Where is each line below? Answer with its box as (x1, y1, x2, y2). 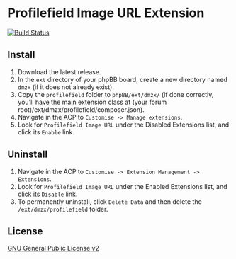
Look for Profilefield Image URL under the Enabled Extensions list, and (17, 182, 227, 190)
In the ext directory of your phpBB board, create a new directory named (17, 75, 228, 84)
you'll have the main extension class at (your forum (17, 98, 167, 106)
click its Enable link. (17, 127, 75, 136)
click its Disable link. (17, 190, 78, 198)
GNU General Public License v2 (7, 244, 99, 253)
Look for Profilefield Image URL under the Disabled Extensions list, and (17, 120, 230, 129)
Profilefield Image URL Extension (7, 5, 205, 21)
